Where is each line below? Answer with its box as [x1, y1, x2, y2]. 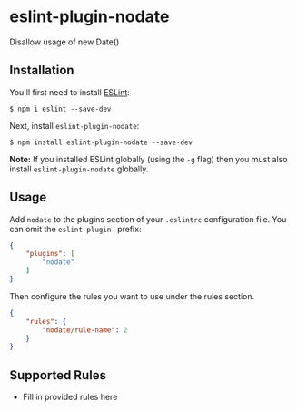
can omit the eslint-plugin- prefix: [9, 223, 142, 234]
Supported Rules [9, 367, 107, 383]
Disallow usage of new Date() [9, 36, 120, 47]
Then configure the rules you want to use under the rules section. [9, 290, 255, 301]
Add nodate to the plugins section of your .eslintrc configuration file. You [9, 213, 287, 224]
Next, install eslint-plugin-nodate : [9, 120, 140, 131]
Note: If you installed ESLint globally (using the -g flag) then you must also [9, 153, 288, 164]
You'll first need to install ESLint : [9, 86, 130, 97]
